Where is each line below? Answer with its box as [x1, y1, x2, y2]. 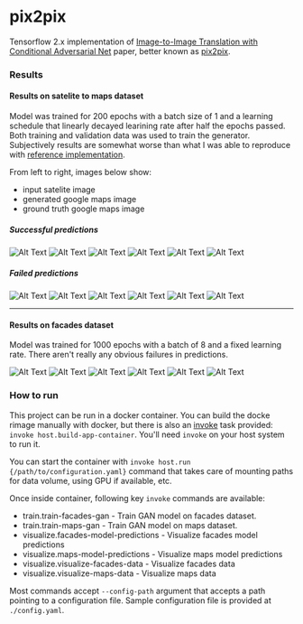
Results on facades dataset [9, 319, 115, 331]
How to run [9, 389, 59, 402]
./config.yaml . [9, 604, 65, 615]
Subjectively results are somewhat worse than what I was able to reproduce [9, 140, 291, 151]
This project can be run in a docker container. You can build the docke [9, 409, 271, 421]
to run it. [9, 438, 41, 449]
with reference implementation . [9, 149, 126, 160]
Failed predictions [9, 267, 79, 278]
